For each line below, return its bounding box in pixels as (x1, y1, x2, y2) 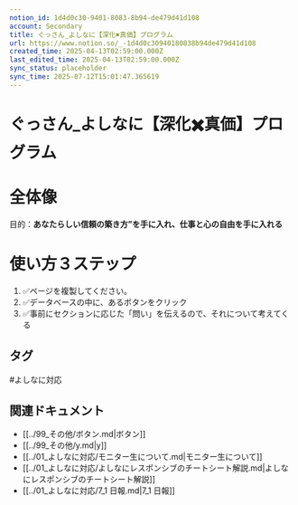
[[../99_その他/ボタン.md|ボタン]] (22, 429, 146, 440)
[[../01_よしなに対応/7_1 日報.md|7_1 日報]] (22, 485, 176, 496)
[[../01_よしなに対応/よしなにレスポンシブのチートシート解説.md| (22, 462, 265, 473)
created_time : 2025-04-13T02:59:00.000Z (9, 47, 164, 56)
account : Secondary (9, 22, 83, 31)
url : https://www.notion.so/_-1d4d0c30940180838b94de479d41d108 (9, 38, 256, 48)
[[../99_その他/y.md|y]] (22, 440, 107, 451)
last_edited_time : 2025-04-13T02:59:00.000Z (9, 55, 180, 64)
